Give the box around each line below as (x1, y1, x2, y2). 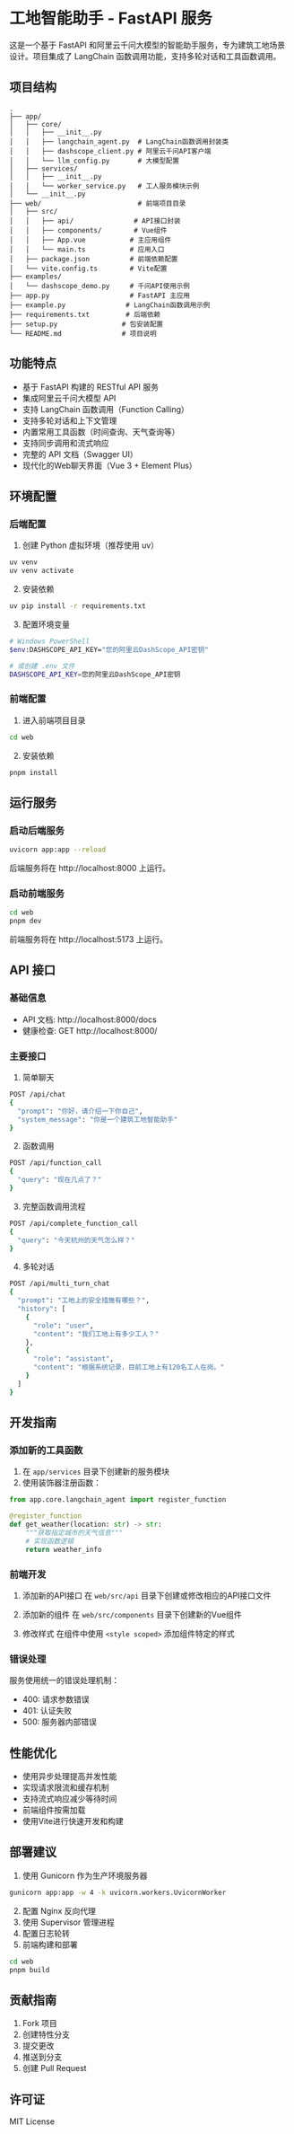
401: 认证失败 (22, 1706, 73, 1716)
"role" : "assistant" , (32, 1354, 115, 1363)
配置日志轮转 (22, 1927, 70, 1938)
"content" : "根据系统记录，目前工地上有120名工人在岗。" (32, 1362, 225, 1372)
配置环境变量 (22, 619, 70, 630)
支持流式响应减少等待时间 (22, 1793, 117, 1803)
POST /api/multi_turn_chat (9, 1279, 110, 1289)
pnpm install (9, 768, 58, 777)
